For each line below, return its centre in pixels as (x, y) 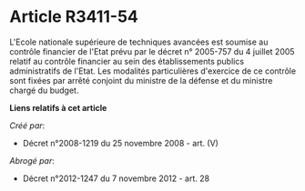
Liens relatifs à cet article (58, 107)
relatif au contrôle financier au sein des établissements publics (127, 61)
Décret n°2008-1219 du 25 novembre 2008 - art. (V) (120, 143)
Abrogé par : (32, 160)
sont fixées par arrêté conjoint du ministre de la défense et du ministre (141, 80)
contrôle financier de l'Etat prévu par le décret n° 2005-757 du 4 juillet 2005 (152, 51)
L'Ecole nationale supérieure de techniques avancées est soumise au (139, 42)
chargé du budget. (44, 90)
